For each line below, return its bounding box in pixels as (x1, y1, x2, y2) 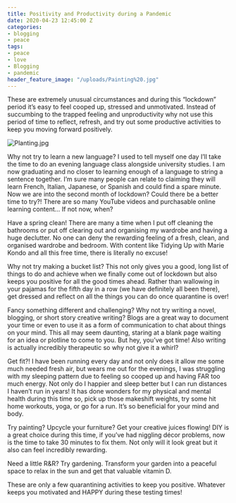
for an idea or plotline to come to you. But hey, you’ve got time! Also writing (7, 336, 226, 344)
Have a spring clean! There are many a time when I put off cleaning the (7, 219, 213, 227)
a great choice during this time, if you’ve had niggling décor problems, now (7, 431, 225, 440)
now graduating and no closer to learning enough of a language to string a (7, 167, 223, 176)
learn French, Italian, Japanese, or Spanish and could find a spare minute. (7, 183, 222, 191)
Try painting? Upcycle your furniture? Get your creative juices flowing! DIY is (7, 423, 230, 432)
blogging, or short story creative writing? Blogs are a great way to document (7, 313, 229, 322)
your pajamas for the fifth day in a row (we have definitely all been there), (7, 285, 220, 293)
